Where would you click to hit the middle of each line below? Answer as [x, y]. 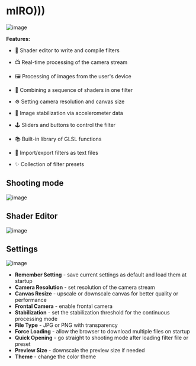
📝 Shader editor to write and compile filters [67, 50]
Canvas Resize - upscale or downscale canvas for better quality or [97, 294]
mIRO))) [26, 11]
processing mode [36, 319]
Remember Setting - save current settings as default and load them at [101, 275]
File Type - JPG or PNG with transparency [66, 325]
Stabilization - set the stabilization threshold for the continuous [92, 313]
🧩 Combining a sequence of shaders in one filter [74, 90]
